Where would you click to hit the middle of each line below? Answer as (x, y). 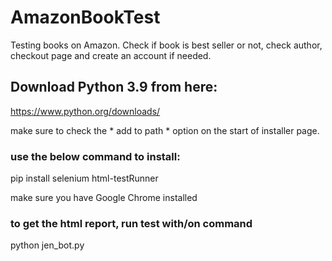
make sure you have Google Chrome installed (104, 198)
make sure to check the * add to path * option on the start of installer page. (165, 130)
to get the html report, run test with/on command (131, 223)
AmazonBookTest (85, 17)
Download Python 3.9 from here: (114, 87)
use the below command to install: (95, 156)
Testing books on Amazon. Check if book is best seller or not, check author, (166, 45)
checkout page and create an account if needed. (111, 55)
